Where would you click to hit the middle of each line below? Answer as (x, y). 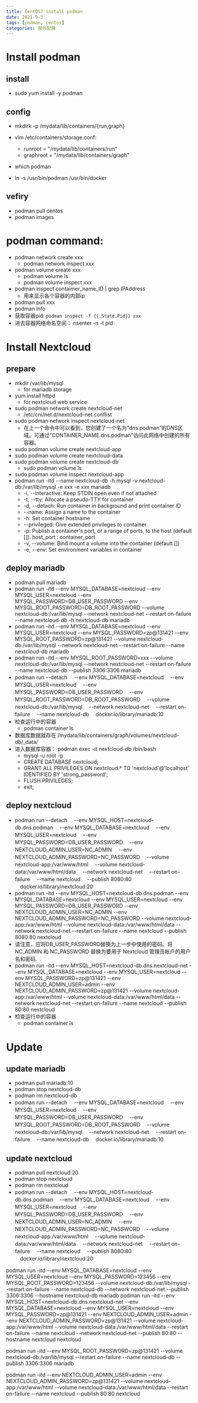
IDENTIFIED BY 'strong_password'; (66, 774)
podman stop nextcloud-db (48, 1089)
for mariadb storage (47, 389)
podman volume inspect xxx (58, 282)
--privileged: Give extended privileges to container (85, 524)
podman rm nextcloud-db (46, 1095)
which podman (33, 167)
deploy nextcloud (39, 806)
